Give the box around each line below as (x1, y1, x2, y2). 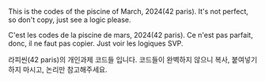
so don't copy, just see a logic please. (8, 15, 132, 24)
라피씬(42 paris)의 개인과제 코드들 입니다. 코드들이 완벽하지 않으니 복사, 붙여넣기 (8, 55, 258, 64)
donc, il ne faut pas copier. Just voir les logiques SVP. (8, 39, 184, 48)
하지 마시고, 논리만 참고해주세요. (8, 65, 108, 74)
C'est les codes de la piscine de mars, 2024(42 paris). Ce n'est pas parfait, (8, 31, 253, 39)
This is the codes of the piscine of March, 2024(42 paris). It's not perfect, (8, 7, 249, 16)
